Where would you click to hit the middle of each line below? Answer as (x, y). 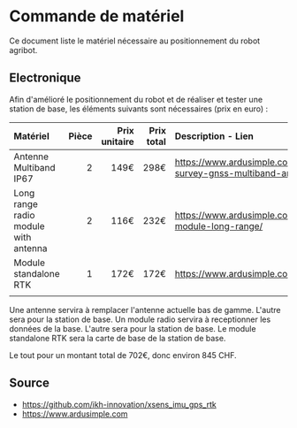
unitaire (118, 141)
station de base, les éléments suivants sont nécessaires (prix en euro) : (139, 109)
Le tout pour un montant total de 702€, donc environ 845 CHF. (123, 355)
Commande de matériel (97, 16)
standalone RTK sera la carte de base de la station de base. (118, 338)
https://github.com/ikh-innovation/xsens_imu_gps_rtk (119, 404)
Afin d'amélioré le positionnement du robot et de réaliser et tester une (136, 99)
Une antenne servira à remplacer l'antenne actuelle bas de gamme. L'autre (145, 310)
